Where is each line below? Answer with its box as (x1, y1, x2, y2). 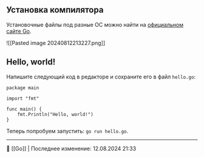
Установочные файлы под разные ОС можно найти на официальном (6, 21, 184, 28)
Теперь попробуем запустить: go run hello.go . (6, 127, 129, 134)
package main (6, 84, 39, 91)
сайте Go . (6, 27, 32, 35)
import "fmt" (6, 95, 39, 101)
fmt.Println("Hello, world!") (17, 111, 94, 117)
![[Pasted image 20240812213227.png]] (6, 39, 106, 46)
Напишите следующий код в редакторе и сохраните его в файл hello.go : (6, 73, 196, 80)
